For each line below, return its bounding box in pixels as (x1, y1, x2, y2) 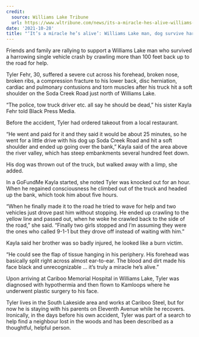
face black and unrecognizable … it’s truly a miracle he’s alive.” (6, 264, 159, 271)
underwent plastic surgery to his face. (6, 288, 99, 295)
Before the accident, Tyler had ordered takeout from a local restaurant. (6, 119, 179, 126)
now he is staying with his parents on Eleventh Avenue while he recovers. (6, 306, 185, 313)
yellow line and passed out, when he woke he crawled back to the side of (6, 216, 185, 223)
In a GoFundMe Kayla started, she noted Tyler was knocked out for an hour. (6, 179, 191, 186)
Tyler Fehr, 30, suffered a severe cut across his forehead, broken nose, (6, 71, 179, 78)
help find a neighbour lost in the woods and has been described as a (6, 318, 174, 325)
